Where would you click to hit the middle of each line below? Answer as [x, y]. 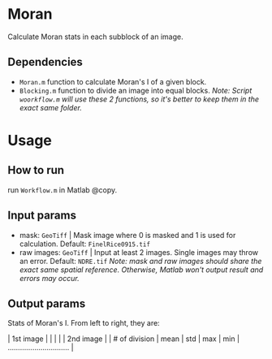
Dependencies [45, 62]
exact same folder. [50, 107]
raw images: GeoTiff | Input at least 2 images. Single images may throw [139, 252]
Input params [42, 216]
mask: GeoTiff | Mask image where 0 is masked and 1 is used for [127, 235]
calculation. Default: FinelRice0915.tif [85, 244]
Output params [47, 303]
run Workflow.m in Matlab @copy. [63, 190]
